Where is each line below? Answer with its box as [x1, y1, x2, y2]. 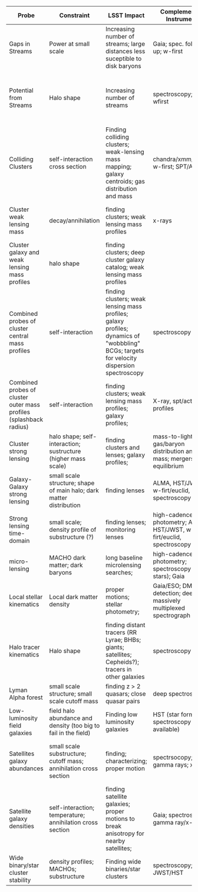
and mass [105, 192, 133, 200]
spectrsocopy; [153, 754, 193, 761]
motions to [105, 815, 136, 823]
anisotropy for [105, 829, 144, 838]
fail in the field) [49, 729, 91, 737]
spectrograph [153, 612, 190, 619]
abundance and [49, 714, 93, 722]
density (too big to [49, 722, 100, 729]
